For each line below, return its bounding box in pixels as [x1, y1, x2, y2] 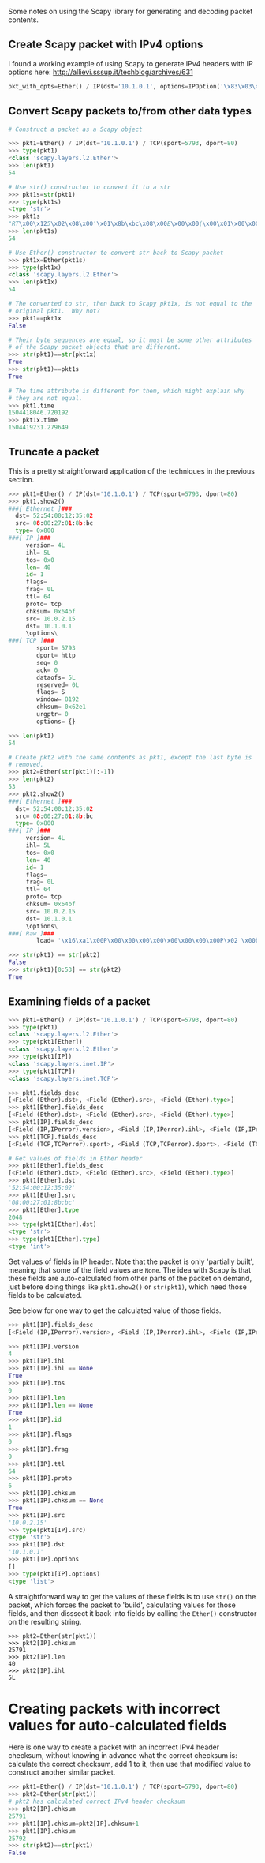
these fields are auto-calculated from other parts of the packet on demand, [8, 1273, 252, 1283]
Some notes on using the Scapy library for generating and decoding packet [8, 7, 253, 16]
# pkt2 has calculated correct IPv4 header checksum [8, 1797, 185, 1806]
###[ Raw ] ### [8, 929, 55, 938]
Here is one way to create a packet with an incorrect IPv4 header [8, 1742, 220, 1752]
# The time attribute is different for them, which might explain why [8, 387, 245, 395]
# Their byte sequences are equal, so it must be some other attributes [8, 335, 252, 344]
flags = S [36, 688, 65, 696]
